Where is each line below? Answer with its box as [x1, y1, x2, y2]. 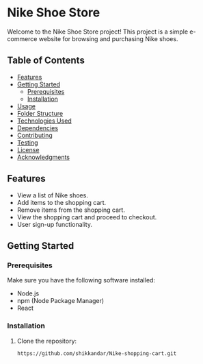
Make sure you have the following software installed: [7, 276, 156, 284]
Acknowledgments [16, 153, 70, 161]
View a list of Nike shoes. [16, 191, 89, 199]
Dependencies [16, 123, 59, 132]
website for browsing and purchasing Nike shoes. [38, 34, 178, 43]
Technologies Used [16, 117, 72, 125]
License [16, 145, 40, 154]
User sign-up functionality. [16, 220, 92, 228]
